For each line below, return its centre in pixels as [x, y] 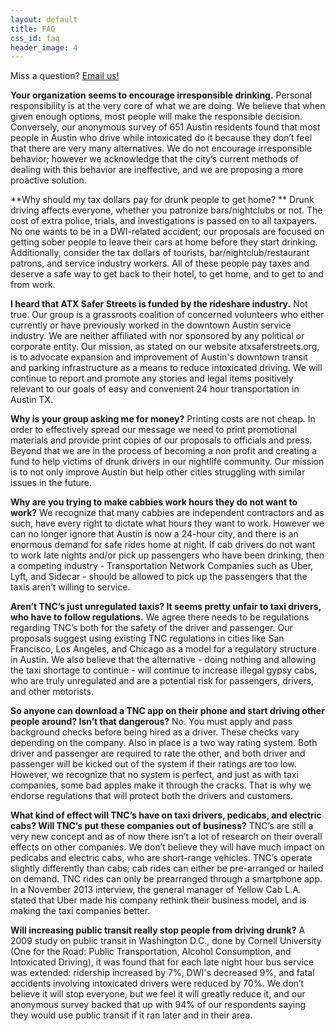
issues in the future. [51, 483]
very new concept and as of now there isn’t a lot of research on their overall [166, 837]
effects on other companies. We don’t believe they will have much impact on [167, 847]
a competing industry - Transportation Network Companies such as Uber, [162, 566]
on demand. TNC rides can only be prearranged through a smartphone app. [166, 879]
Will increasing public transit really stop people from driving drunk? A [158, 930]
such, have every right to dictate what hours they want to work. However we [167, 523]
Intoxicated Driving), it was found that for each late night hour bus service [162, 962]
